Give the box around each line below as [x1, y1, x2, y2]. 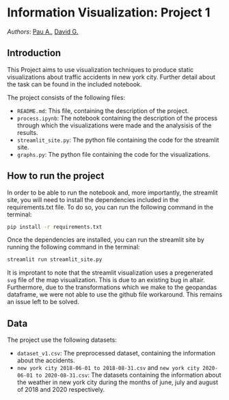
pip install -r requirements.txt [7, 223, 103, 230]
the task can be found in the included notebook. [7, 80, 142, 88]
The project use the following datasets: [7, 336, 118, 344]
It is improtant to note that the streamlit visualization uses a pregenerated [7, 268, 213, 277]
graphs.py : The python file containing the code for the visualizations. [16, 150, 211, 158]
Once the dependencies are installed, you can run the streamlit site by [7, 236, 205, 244]
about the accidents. [16, 356, 75, 364]
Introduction [7, 47, 62, 59]
